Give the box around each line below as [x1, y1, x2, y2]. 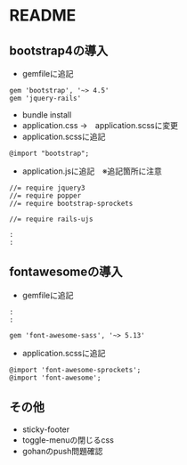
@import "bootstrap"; [9, 149, 90, 158]
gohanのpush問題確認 [21, 445, 103, 456]
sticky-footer [21, 424, 70, 435]
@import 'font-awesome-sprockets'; [9, 365, 142, 374]
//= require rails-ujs [9, 215, 93, 224]
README [9, 5, 77, 26]
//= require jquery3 [9, 184, 86, 192]
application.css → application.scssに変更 [21, 120, 178, 130]
